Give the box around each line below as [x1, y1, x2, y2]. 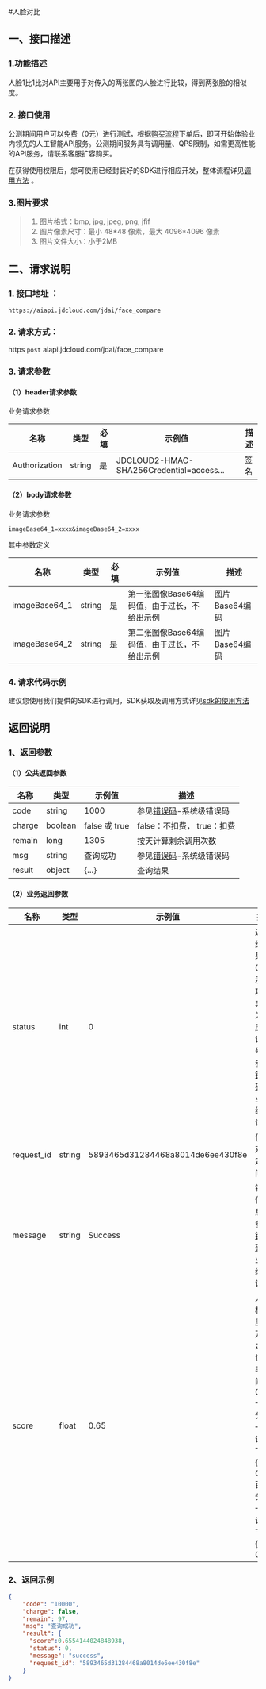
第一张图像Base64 [127, 588, 196, 599]
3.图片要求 [8, 197, 49, 208]
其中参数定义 [8, 540, 50, 549]
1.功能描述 [8, 58, 47, 69]
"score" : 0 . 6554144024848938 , [28, 1637, 126, 1645]
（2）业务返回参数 [8, 889, 69, 898]
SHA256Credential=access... [116, 465, 225, 476]
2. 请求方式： [8, 326, 59, 337]
